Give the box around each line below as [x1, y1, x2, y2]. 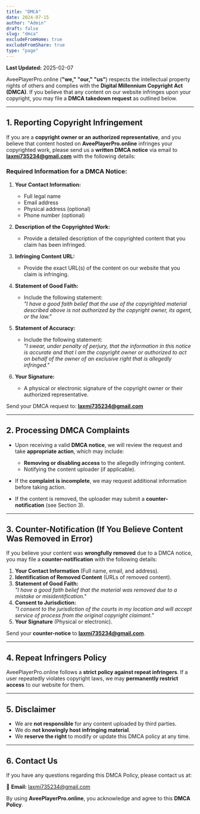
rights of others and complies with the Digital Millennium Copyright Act [6, 82, 183, 89]
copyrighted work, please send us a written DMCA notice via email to [6, 146, 177, 153]
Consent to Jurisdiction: [14, 599, 76, 607]
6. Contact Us [6, 755, 58, 766]
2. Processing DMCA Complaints [6, 426, 130, 436]
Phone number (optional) [23, 212, 85, 219]
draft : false [6, 25, 39, 32]
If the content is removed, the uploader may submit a [14, 495, 145, 502]
